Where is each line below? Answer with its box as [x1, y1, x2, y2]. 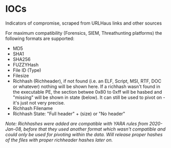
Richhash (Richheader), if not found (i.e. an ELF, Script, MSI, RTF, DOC [12, 78, 162, 84]
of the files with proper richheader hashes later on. [5, 137, 113, 143]
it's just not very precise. [12, 99, 65, 105]
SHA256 [12, 56, 31, 62]
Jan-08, [5, 126, 23, 132]
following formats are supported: [5, 35, 75, 41]
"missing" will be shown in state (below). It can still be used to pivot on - [12, 94, 165, 100]
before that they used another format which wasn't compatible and [23, 126, 166, 132]
